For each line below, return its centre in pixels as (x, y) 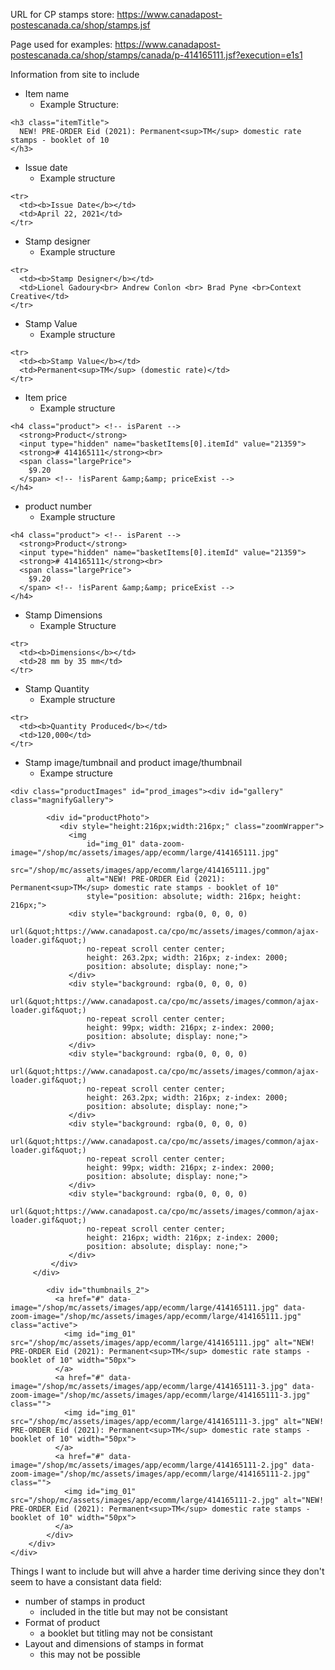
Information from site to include (75, 74)
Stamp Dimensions (63, 615)
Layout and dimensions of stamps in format (114, 1643)
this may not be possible (90, 1654)
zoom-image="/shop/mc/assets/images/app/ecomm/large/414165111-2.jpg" (160, 1474)
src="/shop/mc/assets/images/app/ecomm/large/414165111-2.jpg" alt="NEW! (167, 1500)
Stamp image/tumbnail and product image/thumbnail (133, 762)
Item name (47, 93)
